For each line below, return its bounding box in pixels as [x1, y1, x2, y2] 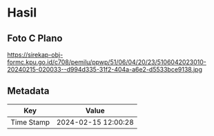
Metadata [7, 85, 50, 97]
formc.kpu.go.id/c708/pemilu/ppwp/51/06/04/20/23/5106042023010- [7, 58, 207, 66]
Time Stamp [10, 117, 50, 127]
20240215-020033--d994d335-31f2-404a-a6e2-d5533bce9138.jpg [7, 66, 202, 73]
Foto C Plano [7, 32, 63, 44]
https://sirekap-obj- [7, 50, 64, 59]
